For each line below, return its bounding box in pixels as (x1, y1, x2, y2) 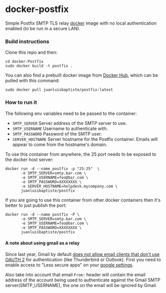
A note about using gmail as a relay (5, 240, 80, 246)
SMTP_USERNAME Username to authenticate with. (12, 125, 108, 131)
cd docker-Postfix (5, 59, 44, 64)
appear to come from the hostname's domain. (12, 141, 107, 148)
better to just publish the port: (5, 202, 67, 208)
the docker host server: (5, 157, 54, 163)
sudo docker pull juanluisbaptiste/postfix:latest (5, 87, 113, 92)
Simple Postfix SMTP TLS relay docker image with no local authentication (5, 20, 157, 26)
